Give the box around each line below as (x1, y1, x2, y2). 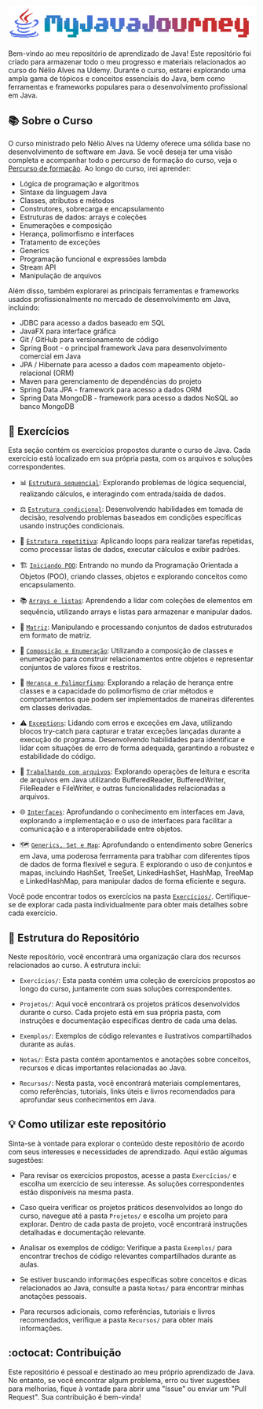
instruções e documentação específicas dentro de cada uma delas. (19, 1016, 238, 1025)
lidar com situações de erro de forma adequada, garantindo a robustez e (19, 743, 255, 752)
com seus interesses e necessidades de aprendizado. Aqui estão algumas (8, 1146, 248, 1157)
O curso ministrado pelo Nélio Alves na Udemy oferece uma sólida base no (8, 139, 251, 149)
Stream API (19, 263, 57, 272)
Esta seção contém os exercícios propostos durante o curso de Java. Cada (8, 446, 251, 455)
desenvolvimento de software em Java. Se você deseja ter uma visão (8, 147, 233, 156)
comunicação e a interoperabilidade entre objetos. (19, 824, 183, 834)
